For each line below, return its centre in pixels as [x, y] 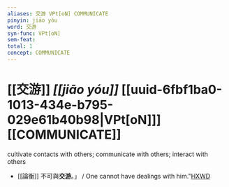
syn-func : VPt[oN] [34, 33]
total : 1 [20, 46]
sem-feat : [22, 40]
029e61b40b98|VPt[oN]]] [84, 120]
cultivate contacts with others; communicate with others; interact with [108, 154]
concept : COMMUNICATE [39, 53]
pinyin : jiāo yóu [32, 20]
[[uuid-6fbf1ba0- [172, 90]
